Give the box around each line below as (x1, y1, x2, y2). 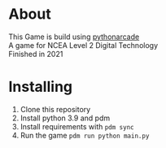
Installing (8, 78, 73, 96)
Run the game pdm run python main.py (20, 130, 150, 140)
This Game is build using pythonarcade (8, 32, 140, 41)
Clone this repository (20, 104, 91, 114)
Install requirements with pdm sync (20, 121, 134, 131)
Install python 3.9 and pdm (20, 113, 111, 123)
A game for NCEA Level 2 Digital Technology (8, 40, 159, 50)
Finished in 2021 (8, 49, 63, 59)
